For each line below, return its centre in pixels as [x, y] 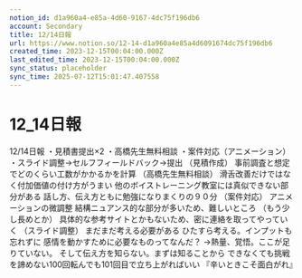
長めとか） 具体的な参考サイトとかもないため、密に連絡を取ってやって [148, 219]
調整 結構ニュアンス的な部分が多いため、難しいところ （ [161, 207]
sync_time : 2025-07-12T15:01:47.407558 [85, 77]
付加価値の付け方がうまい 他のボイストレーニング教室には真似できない [149, 185]
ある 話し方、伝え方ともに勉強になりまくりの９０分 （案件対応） [146, 197]
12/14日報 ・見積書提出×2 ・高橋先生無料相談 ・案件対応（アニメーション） [150, 151]
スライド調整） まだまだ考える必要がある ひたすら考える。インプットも [160, 230]
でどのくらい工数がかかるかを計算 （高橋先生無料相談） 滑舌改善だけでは [146, 174]
